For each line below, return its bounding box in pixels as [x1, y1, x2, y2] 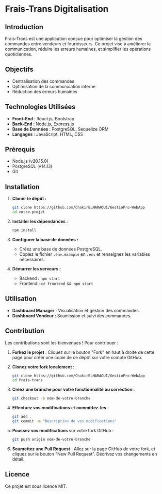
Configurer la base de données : [12, 236, 79, 242]
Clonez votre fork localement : [12, 364, 75, 370]
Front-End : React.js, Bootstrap [12, 115, 75, 121]
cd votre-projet [12, 209, 45, 215]
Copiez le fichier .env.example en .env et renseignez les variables [19, 251, 150, 257]
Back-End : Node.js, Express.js [12, 121, 74, 127]
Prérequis [5, 145, 35, 154]
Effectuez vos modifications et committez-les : [12, 405, 109, 411]
